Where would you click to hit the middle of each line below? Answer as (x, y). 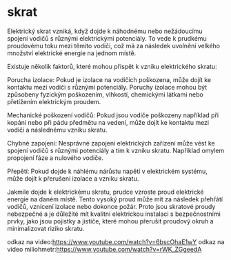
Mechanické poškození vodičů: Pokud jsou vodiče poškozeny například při (113, 115)
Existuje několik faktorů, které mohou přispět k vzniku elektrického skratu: (112, 66)
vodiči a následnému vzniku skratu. (57, 130)
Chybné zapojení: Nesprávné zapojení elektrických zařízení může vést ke (111, 143)
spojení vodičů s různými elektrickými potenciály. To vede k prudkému (107, 38)
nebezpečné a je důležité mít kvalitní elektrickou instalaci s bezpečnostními (114, 214)
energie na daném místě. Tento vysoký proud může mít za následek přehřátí (115, 199)
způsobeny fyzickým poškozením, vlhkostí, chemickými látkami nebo (105, 94)
